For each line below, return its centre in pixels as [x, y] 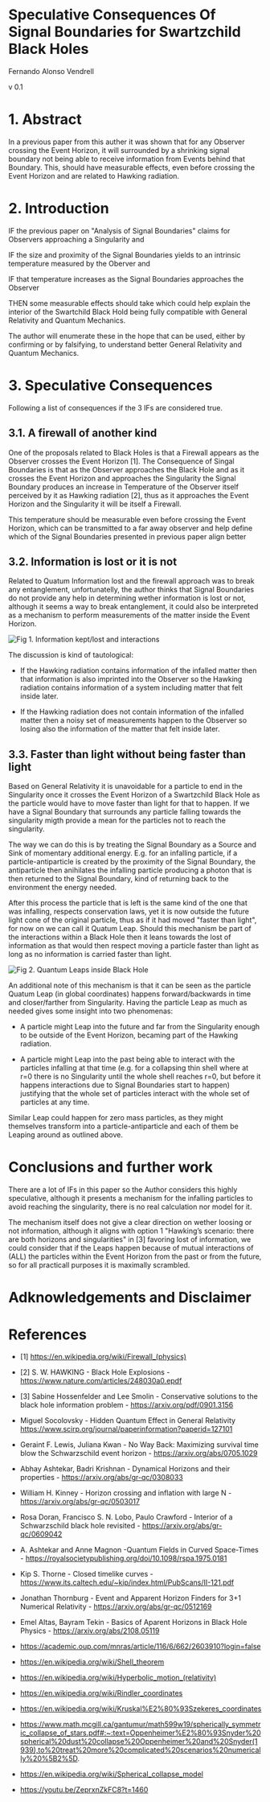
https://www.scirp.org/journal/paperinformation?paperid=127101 [126, 1429]
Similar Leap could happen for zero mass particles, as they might [116, 1118]
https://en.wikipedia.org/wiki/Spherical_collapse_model [111, 1774]
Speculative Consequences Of [112, 15]
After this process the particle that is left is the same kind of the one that [128, 903]
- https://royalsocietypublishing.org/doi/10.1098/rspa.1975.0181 [123, 1558]
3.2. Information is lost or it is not [93, 561]
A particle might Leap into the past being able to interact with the [127, 1059]
